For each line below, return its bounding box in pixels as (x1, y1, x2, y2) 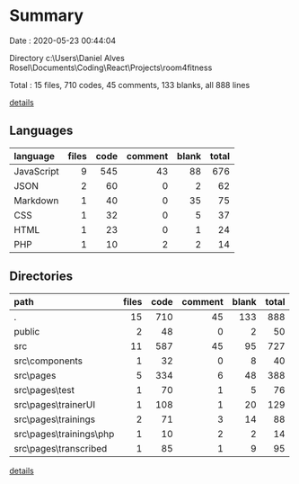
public (13, 325, 40, 337)
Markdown (13, 194, 59, 207)
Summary (9, 5, 84, 26)
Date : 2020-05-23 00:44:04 (9, 35, 117, 46)
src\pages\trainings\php (13, 427, 115, 440)
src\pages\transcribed (13, 442, 108, 454)
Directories (9, 269, 74, 284)
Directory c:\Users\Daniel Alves (9, 52, 126, 63)
